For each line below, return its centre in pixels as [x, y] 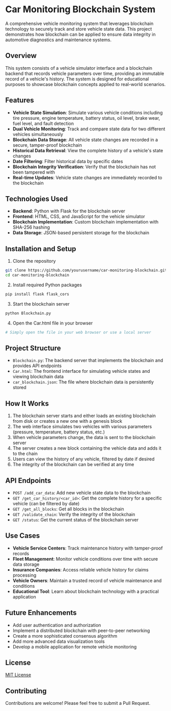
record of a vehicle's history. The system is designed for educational [77, 79]
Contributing [26, 691]
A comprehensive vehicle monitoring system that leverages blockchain [79, 23]
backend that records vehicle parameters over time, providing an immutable [85, 73]
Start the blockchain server [41, 304]
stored [19, 388]
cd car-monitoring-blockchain [37, 275]
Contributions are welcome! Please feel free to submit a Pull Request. [78, 703]
